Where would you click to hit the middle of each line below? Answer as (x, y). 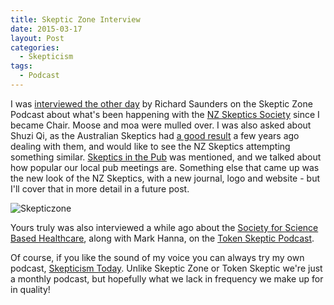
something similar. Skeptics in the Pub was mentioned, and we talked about (166, 157)
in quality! (30, 289)
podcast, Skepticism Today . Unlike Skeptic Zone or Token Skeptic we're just (166, 268)
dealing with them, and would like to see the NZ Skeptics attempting (150, 146)
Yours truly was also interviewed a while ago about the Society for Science (164, 227)
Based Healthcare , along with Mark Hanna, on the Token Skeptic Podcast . (162, 238)
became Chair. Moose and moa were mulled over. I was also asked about (161, 125)
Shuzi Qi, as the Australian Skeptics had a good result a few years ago (155, 135)
